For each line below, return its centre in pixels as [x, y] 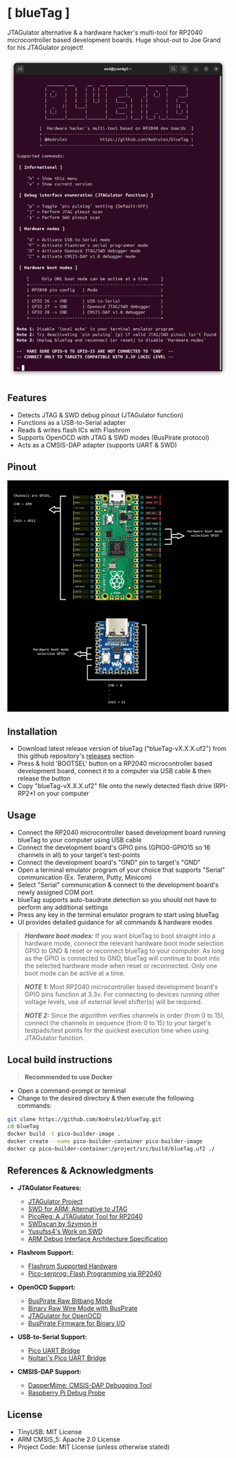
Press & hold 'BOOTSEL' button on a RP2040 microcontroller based [115, 763]
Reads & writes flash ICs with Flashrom [74, 430]
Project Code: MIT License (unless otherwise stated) [93, 1447]
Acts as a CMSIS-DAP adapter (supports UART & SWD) [97, 445]
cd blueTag [23, 1127]
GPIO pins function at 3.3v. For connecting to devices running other [122, 994]
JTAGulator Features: [50, 1188]
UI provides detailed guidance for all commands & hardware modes [115, 922]
